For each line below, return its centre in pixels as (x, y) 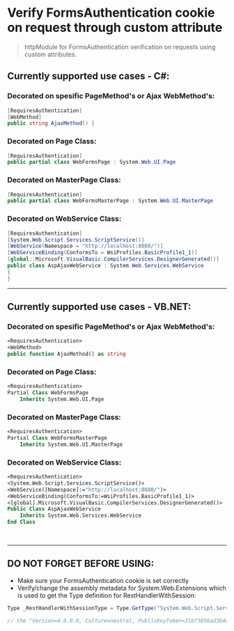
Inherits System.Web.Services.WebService (80, 516)
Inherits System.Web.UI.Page (62, 399)
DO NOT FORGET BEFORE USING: (81, 564)
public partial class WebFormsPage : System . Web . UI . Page (92, 162)
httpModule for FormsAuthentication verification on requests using (120, 47)
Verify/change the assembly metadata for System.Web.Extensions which (122, 588)
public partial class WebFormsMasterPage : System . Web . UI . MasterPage (110, 201)
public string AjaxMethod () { (51, 123)
